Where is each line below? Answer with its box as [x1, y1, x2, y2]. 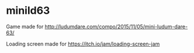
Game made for [6, 23, 44, 30]
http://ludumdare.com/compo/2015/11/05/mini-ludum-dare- [44, 23, 188, 30]
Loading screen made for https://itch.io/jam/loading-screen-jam [6, 40, 160, 47]
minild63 [6, 4, 50, 17]
